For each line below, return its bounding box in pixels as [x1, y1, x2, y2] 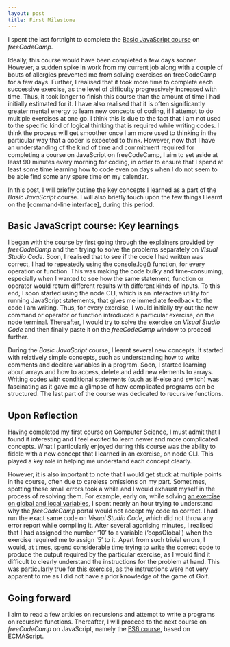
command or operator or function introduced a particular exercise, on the [8, 311, 215, 319]
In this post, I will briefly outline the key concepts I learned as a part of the [8, 186, 217, 194]
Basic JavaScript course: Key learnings [8, 220, 179, 232]
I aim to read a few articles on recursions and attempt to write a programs [8, 610, 215, 618]
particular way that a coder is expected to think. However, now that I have [8, 136, 216, 144]
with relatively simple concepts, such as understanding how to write [8, 354, 200, 362]
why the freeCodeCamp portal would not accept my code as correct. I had [8, 506, 218, 515]
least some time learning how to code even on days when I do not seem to [8, 165, 218, 173]
